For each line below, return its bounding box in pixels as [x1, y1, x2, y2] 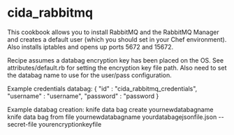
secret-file [7, 120, 37, 128]
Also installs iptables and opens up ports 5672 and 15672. [7, 42, 173, 51]
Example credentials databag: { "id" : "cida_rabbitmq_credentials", [7, 84, 198, 93]
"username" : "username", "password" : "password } [7, 92, 159, 100]
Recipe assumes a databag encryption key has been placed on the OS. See [7, 56, 224, 64]
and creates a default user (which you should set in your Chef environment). [7, 35, 227, 43]
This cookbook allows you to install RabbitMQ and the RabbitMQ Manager [7, 28, 219, 36]
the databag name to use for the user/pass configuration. [7, 71, 173, 79]
